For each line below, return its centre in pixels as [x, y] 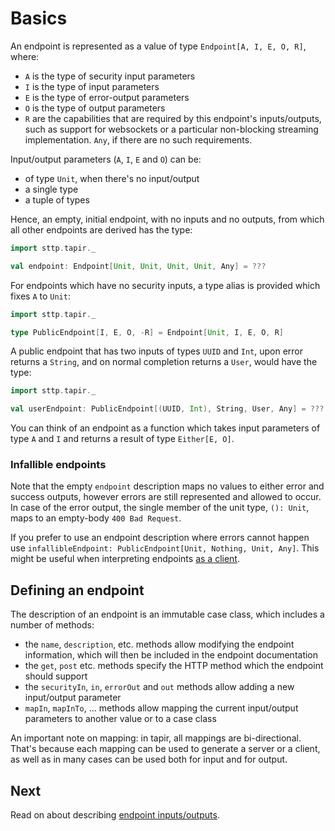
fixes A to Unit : [40, 296]
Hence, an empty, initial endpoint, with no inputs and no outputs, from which [167, 219]
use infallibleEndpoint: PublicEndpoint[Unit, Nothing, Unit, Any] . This [165, 548]
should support [56, 676]
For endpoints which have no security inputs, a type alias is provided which [165, 285]
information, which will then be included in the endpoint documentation [171, 655]
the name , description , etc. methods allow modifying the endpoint [159, 644]
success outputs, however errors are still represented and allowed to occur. [166, 497]
